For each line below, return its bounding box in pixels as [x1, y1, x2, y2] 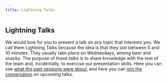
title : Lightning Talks [5, 7, 56, 13]
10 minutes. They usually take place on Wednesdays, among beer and [5, 50, 151, 56]
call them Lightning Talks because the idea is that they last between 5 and [5, 45, 159, 51]
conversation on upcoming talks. [5, 71, 73, 77]
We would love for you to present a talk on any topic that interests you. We [5, 39, 160, 45]
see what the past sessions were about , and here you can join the [5, 66, 143, 72]
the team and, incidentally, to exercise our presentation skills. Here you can [5, 61, 162, 67]
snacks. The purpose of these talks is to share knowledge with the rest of [5, 55, 158, 61]
